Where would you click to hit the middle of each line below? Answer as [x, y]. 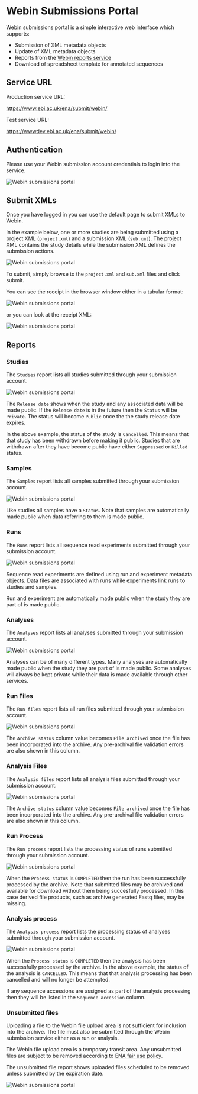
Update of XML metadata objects [55, 51]
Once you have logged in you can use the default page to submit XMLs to [95, 215]
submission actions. [30, 251]
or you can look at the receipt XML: [49, 315]
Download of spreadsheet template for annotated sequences [89, 64]
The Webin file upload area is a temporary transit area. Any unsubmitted [94, 1050]
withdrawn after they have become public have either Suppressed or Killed [97, 447]
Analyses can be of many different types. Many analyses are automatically [97, 661]
